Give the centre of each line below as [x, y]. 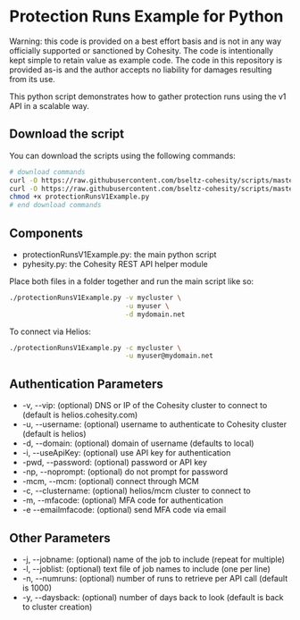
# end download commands [55, 205]
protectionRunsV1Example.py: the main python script [119, 254]
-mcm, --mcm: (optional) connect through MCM [110, 482]
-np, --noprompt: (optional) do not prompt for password [125, 472]
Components [46, 233]
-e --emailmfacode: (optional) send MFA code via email [124, 510]
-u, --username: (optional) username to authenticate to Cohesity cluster [154, 424]
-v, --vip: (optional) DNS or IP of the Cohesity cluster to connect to [145, 406]
